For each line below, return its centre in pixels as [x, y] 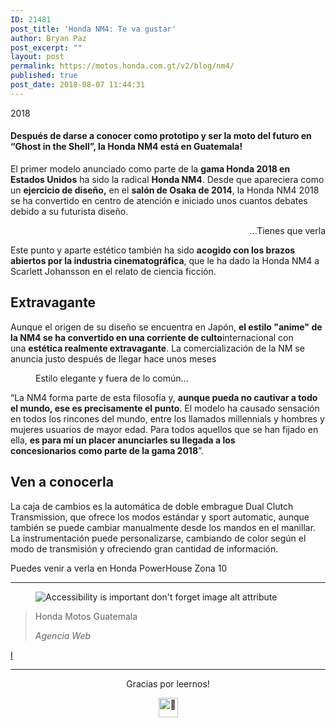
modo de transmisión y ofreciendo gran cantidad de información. [144, 548]
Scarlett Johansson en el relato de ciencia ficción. [113, 271]
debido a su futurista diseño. [69, 211]
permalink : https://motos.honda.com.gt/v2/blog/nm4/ [122, 66]
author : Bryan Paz [48, 38]
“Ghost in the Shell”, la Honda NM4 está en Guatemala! [126, 147]
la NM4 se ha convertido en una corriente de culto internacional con [152, 337]
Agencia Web [63, 635]
